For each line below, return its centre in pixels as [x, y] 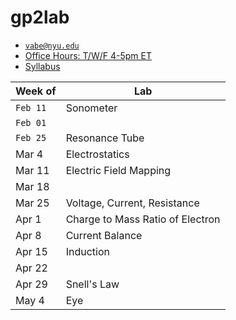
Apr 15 [31, 251]
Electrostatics [97, 154]
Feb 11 [31, 107]
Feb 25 [31, 137]
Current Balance [104, 235]
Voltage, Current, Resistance [132, 203]
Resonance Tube [105, 138]
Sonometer [91, 108]
